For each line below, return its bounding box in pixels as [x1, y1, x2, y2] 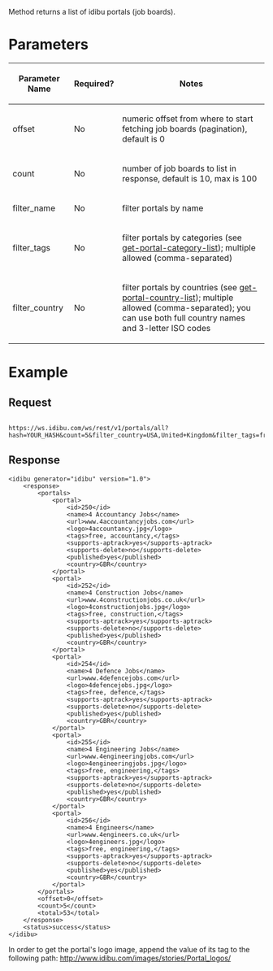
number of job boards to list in [121, 163, 237, 174]
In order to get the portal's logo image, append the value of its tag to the [8, 944, 250, 954]
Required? [73, 77, 115, 89]
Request [8, 395, 52, 409]
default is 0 [121, 133, 165, 145]
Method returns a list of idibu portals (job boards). [8, 7, 176, 16]
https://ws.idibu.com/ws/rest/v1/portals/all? [8, 424, 169, 432]
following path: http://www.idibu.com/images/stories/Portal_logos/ [8, 953, 232, 963]
